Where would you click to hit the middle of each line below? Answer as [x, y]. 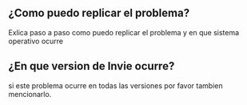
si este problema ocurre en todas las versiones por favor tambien [116, 85]
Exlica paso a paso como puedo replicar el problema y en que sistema [124, 32]
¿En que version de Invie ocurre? [92, 66]
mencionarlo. [30, 94]
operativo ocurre [36, 41]
